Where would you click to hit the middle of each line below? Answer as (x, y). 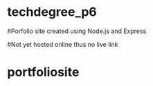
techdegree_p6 (52, 12)
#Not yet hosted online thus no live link (63, 44)
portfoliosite (43, 72)
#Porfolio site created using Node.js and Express (77, 31)
